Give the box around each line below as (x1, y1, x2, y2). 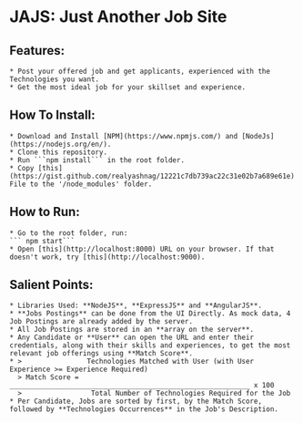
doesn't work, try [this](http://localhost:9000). (9, 253, 206, 262)
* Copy (9, 163, 35, 172)
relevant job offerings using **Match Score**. (9, 349, 194, 358)
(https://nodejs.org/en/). (9, 139, 112, 149)
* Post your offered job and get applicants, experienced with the (9, 67, 271, 76)
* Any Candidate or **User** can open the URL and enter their (9, 333, 255, 343)
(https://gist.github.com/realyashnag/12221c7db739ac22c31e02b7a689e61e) (9, 171, 296, 181)
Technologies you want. (9, 75, 100, 84)
